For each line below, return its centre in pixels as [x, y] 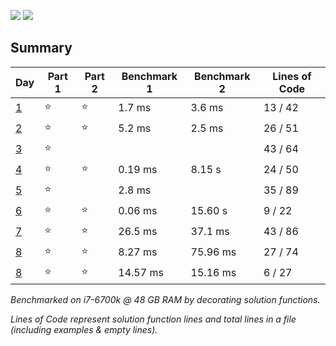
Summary [41, 48]
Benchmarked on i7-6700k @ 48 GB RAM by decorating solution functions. [165, 299]
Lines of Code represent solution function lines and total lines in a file [153, 319]
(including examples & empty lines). [84, 329]
